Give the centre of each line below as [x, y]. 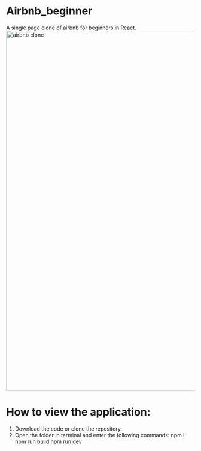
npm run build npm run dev [48, 441]
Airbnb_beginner [49, 11]
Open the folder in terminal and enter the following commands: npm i [100, 435]
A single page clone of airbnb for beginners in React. [71, 28]
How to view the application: [78, 412]
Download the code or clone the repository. [68, 429]
